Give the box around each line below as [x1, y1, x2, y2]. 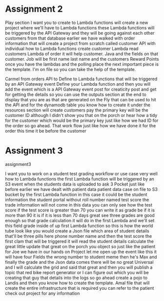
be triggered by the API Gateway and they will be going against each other [5, 30, 155, 36]
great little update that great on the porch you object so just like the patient [5, 243, 156, 249]
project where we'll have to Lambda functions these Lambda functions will [5, 24, 155, 30]
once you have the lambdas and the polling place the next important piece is [5, 61, 159, 67]
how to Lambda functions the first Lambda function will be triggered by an [5, 176, 155, 182]
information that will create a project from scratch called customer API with [5, 40, 156, 46]
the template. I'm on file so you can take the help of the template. [5, 66, 136, 72]
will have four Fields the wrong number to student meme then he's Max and [5, 254, 157, 260]
